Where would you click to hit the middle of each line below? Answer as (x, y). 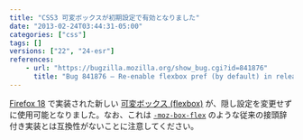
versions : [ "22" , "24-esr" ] (62, 51)
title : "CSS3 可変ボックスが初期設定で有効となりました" (105, 18)
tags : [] (26, 43)
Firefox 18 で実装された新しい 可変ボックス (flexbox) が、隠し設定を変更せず (151, 103)
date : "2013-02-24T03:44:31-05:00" (76, 26)
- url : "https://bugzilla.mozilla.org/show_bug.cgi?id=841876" (147, 69)
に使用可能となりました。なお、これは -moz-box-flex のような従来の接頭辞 (148, 115)
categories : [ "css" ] (48, 34)
